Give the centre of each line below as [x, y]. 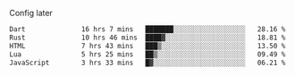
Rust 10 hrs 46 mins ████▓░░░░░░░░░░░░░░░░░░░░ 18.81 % [147, 38]
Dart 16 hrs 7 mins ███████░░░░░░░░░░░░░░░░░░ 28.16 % [147, 30]
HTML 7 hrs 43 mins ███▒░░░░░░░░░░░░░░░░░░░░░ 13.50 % [147, 46]
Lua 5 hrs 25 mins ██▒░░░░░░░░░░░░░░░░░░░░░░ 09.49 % [147, 54]
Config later [31, 13]
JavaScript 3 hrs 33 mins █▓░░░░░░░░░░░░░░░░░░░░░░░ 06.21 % [147, 63]
